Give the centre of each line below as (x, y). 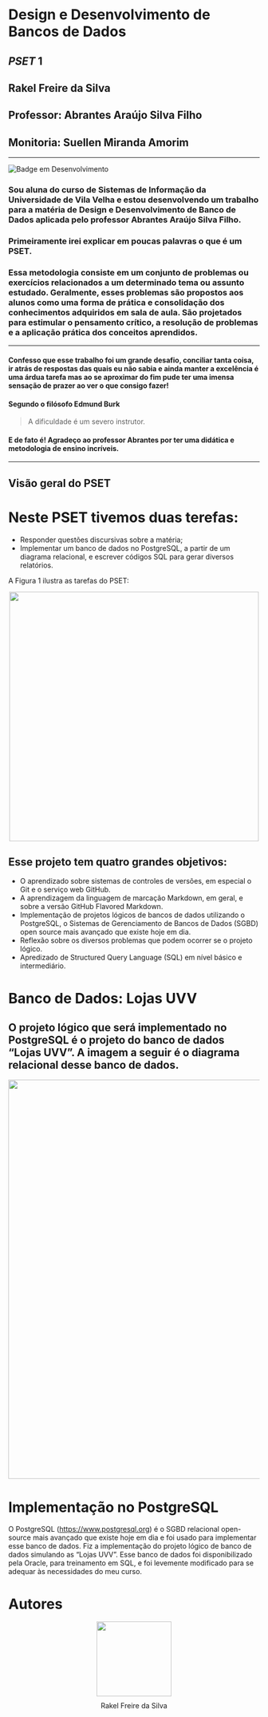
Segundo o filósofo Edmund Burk (64, 404)
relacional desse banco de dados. (94, 1065)
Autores (35, 1604)
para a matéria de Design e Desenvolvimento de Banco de (122, 210)
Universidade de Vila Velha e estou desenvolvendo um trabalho (134, 200)
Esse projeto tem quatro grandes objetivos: (118, 862)
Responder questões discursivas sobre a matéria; (101, 540)
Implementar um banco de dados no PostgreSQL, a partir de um (125, 548)
